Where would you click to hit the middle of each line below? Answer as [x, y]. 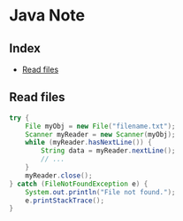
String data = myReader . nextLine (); [108, 151]
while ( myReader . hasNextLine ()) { [88, 143]
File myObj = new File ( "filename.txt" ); [100, 126]
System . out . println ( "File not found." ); [100, 192]
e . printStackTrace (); [65, 201]
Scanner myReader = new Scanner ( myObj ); [100, 134]
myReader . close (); [59, 175]
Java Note [47, 16]
